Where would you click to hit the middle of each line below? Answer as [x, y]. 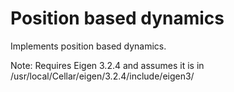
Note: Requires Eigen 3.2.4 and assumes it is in [107, 65]
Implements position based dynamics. [88, 46]
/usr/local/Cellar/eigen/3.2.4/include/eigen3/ [102, 76]
